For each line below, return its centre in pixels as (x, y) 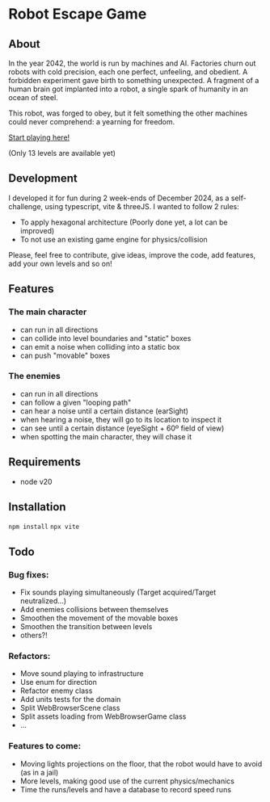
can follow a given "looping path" (76, 402)
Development (43, 178)
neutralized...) (43, 601)
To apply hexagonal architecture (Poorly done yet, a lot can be (124, 222)
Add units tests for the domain (70, 699)
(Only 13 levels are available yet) (62, 153)
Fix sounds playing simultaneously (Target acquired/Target (118, 592)
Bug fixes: (29, 574)
